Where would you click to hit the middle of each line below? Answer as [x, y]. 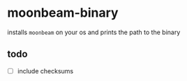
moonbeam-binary [63, 13]
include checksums [45, 71]
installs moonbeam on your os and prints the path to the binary [94, 32]
